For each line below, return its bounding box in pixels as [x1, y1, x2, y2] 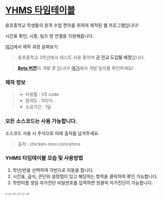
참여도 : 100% [25, 98, 53, 104]
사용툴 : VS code [25, 91, 59, 97]
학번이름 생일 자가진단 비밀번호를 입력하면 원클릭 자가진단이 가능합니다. [12, 179, 153, 185]
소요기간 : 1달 [25, 104, 51, 110]
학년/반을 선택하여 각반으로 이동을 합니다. [12, 167, 94, 173]
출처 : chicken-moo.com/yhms [17, 141, 81, 147]
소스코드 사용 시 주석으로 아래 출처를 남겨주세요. [5, 130, 100, 136]
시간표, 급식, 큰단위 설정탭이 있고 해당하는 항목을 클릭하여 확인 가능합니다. [12, 173, 158, 179]
